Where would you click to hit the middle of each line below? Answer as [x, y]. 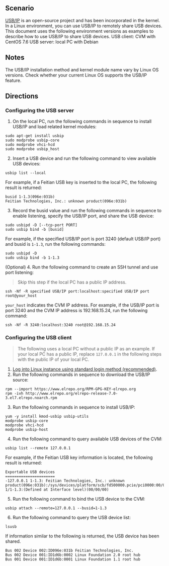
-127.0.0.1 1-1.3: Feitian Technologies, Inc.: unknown [65, 481]
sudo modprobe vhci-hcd [30, 145]
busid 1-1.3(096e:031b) [30, 197]
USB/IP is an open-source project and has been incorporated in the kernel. [82, 20]
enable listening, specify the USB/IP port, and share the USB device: [83, 216]
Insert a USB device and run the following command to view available [84, 158]
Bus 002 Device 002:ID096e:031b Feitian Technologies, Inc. [70, 550]
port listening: [20, 272]
